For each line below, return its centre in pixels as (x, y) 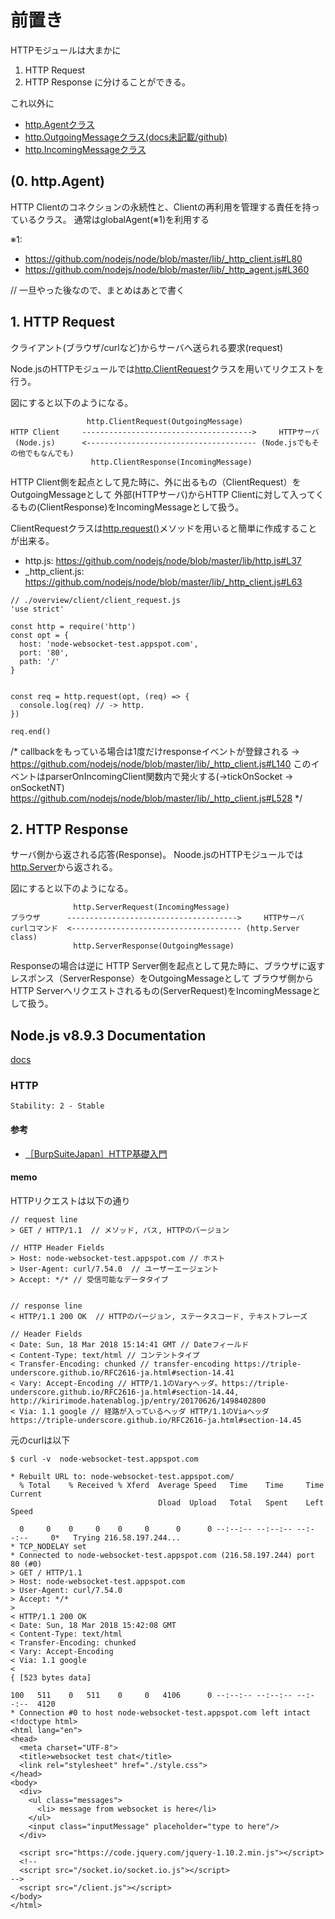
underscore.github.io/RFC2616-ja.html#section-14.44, (125, 1392)
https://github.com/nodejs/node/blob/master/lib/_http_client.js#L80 (163, 258)
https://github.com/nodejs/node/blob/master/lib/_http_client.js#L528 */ (156, 798)
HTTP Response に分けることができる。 (107, 82)
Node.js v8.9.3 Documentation (108, 1035)
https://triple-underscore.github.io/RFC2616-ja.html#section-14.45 (156, 1420)
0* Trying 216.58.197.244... (116, 1537)
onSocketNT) (37, 787)
